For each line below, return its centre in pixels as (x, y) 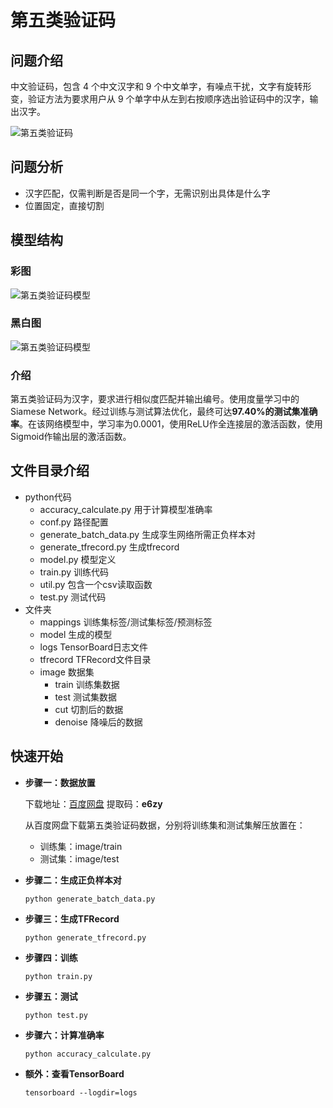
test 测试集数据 (85, 697)
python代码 (48, 497)
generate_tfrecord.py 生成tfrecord (109, 547)
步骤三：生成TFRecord (72, 918)
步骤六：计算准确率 (64, 1035)
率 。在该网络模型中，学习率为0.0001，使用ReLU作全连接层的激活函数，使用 (166, 424)
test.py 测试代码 (73, 597)
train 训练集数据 (87, 684)
